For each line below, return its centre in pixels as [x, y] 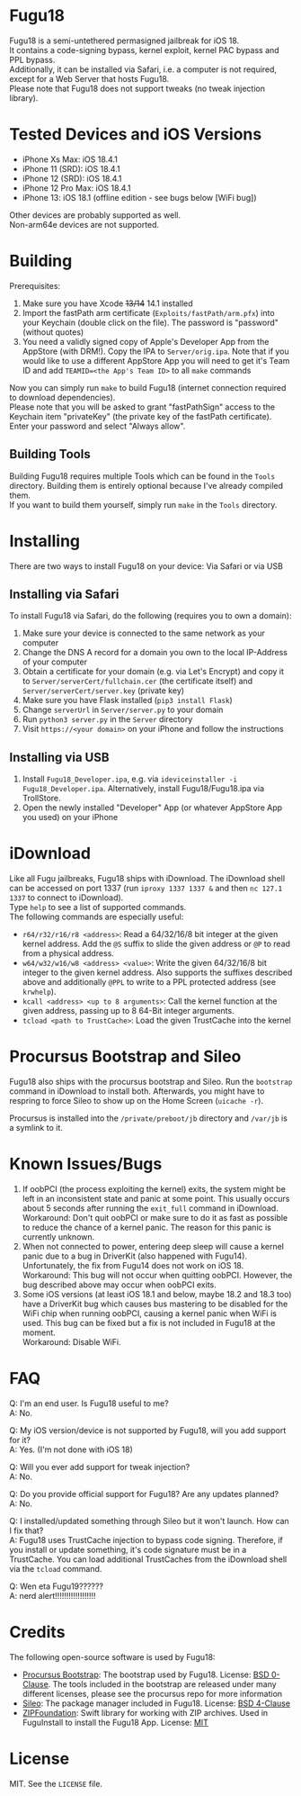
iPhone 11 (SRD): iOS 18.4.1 [71, 168]
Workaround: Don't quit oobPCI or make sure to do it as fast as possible [155, 1218]
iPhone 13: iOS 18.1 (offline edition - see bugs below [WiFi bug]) [139, 197]
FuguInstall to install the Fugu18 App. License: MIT [115, 1722]
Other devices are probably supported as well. [95, 215]
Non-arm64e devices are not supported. [84, 224]
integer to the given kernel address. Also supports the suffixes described [157, 972]
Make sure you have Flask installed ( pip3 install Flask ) [128, 700]
